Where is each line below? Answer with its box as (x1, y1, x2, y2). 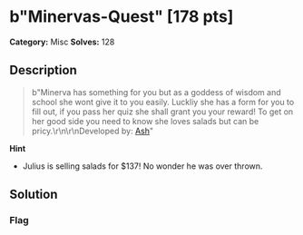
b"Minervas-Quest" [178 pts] (9, 6, 234, 27)
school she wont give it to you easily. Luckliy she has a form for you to (31, 96, 295, 107)
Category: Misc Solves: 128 (9, 36, 115, 47)
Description (9, 63, 77, 78)
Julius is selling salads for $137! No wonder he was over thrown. (22, 161, 263, 171)
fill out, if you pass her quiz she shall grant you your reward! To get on (31, 106, 294, 117)
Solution (9, 187, 58, 202)
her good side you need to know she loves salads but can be (31, 115, 259, 126)
